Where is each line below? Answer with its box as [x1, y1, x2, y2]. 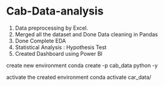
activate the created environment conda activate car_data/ [6, 73, 152, 81]
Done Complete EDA [14, 37, 66, 44]
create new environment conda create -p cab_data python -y [6, 62, 158, 69]
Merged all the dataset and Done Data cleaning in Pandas [14, 30, 158, 38]
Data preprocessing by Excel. [14, 24, 89, 31]
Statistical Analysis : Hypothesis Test [14, 44, 107, 51]
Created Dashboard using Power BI [14, 50, 102, 57]
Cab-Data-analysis [6, 4, 104, 18]
